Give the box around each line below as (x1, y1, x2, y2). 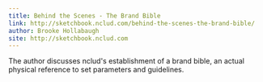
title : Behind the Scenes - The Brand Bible (8, 11, 161, 20)
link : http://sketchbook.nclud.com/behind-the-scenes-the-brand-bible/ (8, 19, 255, 27)
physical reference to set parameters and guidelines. (8, 65, 185, 75)
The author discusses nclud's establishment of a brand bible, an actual (8, 56, 245, 66)
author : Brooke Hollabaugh (8, 27, 100, 35)
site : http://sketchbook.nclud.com (8, 34, 129, 43)
